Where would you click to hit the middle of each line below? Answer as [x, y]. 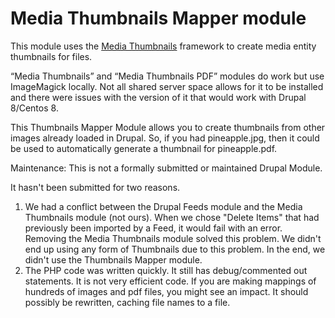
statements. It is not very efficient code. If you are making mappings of [170, 281]
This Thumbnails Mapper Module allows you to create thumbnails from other [168, 127]
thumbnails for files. [51, 56]
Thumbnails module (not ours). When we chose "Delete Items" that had [172, 217]
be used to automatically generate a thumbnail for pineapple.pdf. [144, 148]
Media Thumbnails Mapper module [158, 18]
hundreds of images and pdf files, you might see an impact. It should [166, 291]
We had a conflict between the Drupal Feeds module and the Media [163, 206]
